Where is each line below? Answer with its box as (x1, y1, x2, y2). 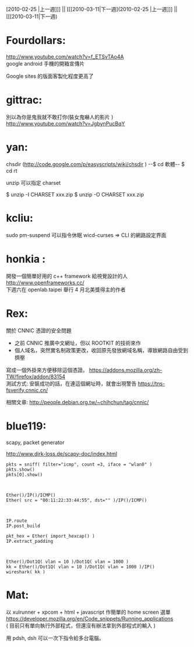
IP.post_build (6, 523, 41, 529)
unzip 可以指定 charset (6, 179, 61, 186)
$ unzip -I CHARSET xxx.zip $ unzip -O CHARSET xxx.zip (6, 191, 144, 198)
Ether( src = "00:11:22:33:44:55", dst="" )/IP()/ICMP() (6, 497, 147, 503)
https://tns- (137, 380, 165, 387)
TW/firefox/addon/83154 (6, 373, 66, 380)
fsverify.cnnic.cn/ (6, 386, 48, 394)
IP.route (6, 518, 27, 524)
